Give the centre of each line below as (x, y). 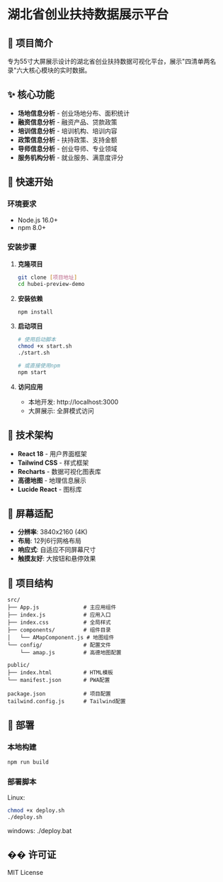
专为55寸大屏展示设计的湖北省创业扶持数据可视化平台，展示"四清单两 (109, 61)
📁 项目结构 (30, 583)
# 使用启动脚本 (37, 340)
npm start (32, 372)
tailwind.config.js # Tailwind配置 (67, 702)
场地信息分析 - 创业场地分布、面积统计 (74, 113)
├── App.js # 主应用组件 (62, 607)
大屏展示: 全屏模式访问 (61, 410)
